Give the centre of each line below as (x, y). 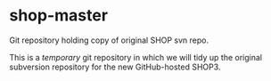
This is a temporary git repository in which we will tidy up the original (136, 57)
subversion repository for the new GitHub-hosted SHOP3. (115, 67)
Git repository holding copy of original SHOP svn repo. (109, 40)
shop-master (59, 16)
